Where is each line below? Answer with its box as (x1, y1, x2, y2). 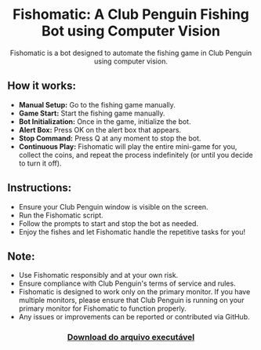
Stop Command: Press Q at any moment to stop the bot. (18, 133, 201, 143)
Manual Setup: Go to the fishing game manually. (18, 100, 176, 109)
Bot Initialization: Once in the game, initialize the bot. (18, 116, 191, 126)
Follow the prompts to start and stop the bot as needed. (18, 218, 199, 228)
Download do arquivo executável (67, 332, 195, 343)
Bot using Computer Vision (41, 22, 221, 40)
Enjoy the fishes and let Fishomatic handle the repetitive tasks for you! (18, 227, 246, 236)
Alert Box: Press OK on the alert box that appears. (18, 125, 182, 134)
